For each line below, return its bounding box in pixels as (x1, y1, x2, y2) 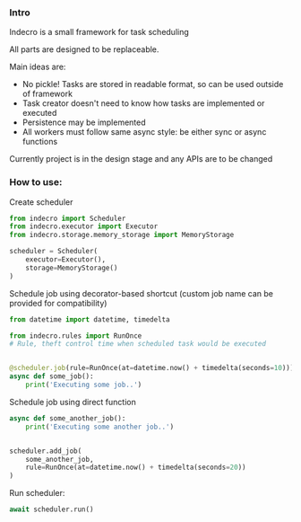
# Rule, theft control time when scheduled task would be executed (9, 340, 267, 349)
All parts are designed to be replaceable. (9, 44, 159, 55)
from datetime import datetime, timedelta (9, 314, 170, 324)
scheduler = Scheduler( (9, 247, 99, 256)
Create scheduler (9, 196, 73, 208)
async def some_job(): (9, 372, 94, 381)
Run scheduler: (9, 488, 65, 499)
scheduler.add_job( (9, 447, 82, 456)
